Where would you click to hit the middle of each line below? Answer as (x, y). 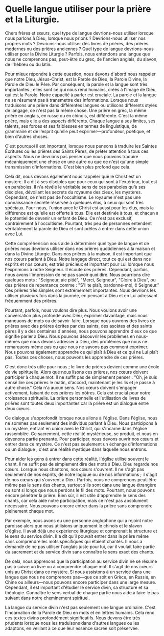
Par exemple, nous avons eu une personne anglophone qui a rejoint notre (79, 520)
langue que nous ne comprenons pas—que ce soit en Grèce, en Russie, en (81, 577)
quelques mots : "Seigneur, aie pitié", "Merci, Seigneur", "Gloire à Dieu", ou (80, 280)
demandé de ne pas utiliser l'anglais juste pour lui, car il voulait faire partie (80, 547)
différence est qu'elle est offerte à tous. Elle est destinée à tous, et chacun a (82, 213)
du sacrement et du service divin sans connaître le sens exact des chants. (80, 552)
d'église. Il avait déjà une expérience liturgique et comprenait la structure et (81, 531)
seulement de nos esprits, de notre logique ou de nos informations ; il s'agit (81, 474)
